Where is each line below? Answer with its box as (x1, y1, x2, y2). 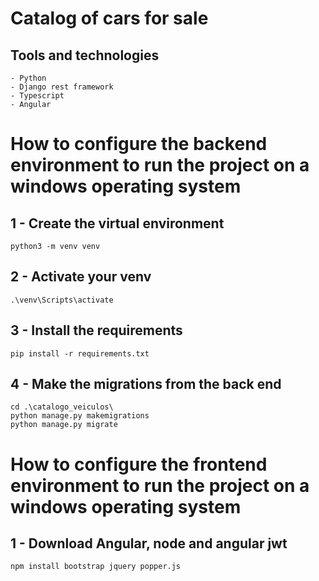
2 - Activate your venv (10, 268, 152, 286)
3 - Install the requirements (10, 322, 183, 339)
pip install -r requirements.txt (10, 348, 150, 359)
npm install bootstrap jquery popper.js (10, 562, 182, 572)
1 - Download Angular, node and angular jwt (10, 535, 288, 552)
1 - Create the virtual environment (10, 215, 225, 232)
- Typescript (10, 91, 65, 101)
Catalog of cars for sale (10, 7, 209, 30)
